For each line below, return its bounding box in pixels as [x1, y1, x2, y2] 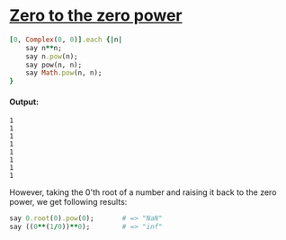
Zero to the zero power [9, 5, 183, 26]
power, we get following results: [9, 197, 128, 208]
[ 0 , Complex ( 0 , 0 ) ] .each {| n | [9, 35, 123, 44]
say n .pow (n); [25, 51, 78, 61]
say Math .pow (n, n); [25, 68, 103, 77]
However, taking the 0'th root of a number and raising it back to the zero [9, 187, 277, 198]
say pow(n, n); [25, 60, 83, 69]
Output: [9, 96, 39, 107]
